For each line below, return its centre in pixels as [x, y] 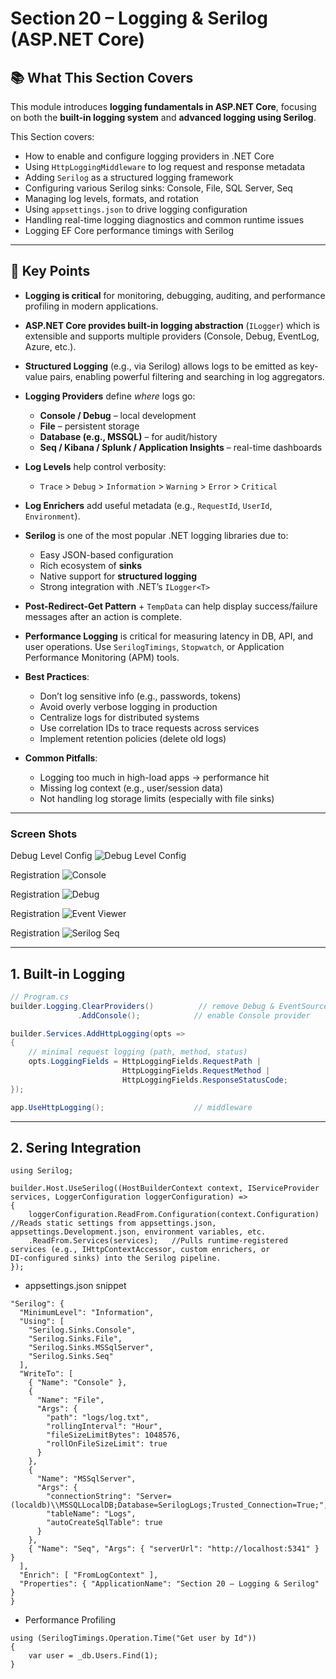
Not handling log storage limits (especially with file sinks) [157, 798]
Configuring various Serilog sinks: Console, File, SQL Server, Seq [158, 188]
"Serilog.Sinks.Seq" [71, 1357]
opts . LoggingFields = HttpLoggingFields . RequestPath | [145, 1062]
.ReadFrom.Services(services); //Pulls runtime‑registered [158, 1241]
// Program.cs [40, 997]
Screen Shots [44, 834]
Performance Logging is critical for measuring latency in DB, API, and [169, 636]
